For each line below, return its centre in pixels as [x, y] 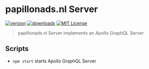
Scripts [17, 49]
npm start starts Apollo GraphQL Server [54, 61]
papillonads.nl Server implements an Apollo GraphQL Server [81, 33]
